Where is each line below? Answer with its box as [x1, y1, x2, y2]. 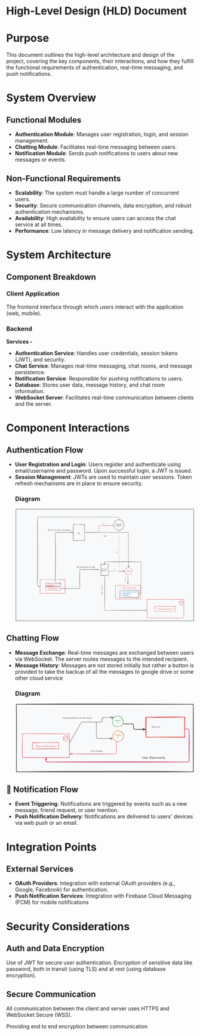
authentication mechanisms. [14, 208, 85, 215]
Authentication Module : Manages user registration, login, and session [14, 131, 189, 138]
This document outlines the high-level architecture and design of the [6, 51, 175, 58]
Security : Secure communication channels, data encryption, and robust [14, 202, 192, 209]
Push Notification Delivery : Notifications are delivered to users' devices [14, 813, 193, 820]
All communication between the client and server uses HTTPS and [6, 1005, 170, 1012]
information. [14, 388, 45, 395]
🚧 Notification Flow [6, 785, 79, 795]
